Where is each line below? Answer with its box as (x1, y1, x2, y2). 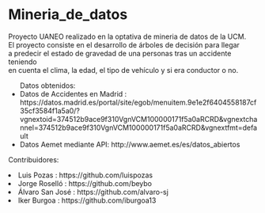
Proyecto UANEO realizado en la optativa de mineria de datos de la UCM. (8, 32, 247, 41)
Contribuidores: (8, 154, 59, 164)
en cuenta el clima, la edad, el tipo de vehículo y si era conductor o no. (8, 65, 239, 74)
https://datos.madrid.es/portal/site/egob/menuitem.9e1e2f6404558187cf (19, 97, 257, 107)
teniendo (8, 57, 37, 67)
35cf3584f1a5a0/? (19, 105, 81, 116)
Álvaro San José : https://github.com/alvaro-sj (18, 187, 168, 196)
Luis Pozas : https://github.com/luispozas (18, 170, 153, 180)
